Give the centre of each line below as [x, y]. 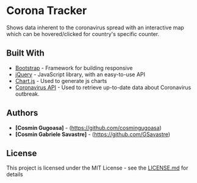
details [15, 174]
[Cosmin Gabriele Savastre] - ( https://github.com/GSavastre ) [93, 134]
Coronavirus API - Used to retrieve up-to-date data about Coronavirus [103, 87]
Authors [22, 113]
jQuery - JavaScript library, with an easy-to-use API [80, 74]
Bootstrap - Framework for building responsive [74, 68]
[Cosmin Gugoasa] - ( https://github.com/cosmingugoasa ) [88, 127]
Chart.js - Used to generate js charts [61, 81]
